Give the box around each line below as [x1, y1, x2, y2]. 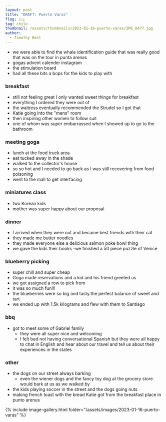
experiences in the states [19, 346, 72, 352]
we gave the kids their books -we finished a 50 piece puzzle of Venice [12, 246, 157, 252]
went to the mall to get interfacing [12, 176, 82, 183]
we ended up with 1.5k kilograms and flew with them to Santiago [12, 301, 145, 307]
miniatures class [5, 189, 46, 196]
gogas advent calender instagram [12, 60, 82, 66]
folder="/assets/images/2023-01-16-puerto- [68, 406, 160, 412]
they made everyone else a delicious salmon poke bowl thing [12, 240, 138, 246]
